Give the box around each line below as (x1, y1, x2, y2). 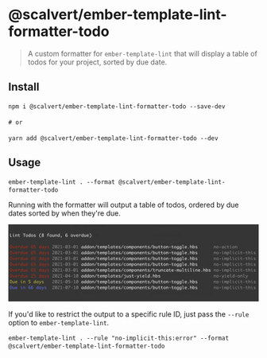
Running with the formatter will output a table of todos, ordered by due (8, 200, 240, 209)
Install (8, 80, 40, 94)
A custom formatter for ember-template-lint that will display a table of (27, 49, 258, 58)
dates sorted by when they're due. (8, 208, 121, 218)
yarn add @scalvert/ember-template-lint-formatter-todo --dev (8, 134, 219, 142)
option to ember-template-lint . (8, 318, 110, 328)
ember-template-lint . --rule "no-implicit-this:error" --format (8, 334, 229, 343)
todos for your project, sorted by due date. (27, 57, 168, 67)
